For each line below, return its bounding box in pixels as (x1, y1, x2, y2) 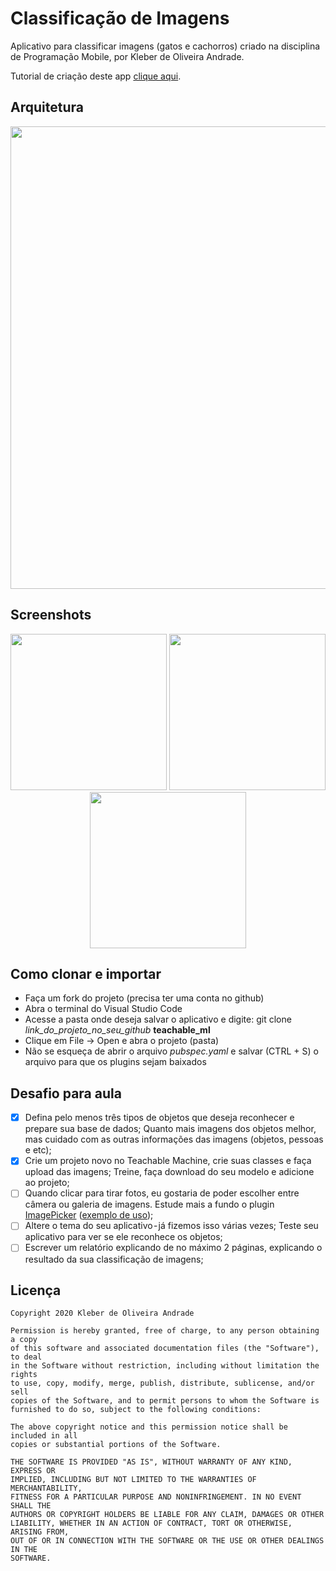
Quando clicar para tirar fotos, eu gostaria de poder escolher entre (24, 1187, 300, 1199)
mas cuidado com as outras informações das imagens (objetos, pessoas (24, 1133, 324, 1146)
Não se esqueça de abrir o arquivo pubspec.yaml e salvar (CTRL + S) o (24, 1045, 319, 1057)
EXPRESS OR (10, 1466, 56, 1476)
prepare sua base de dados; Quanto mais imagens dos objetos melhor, (24, 1123, 317, 1135)
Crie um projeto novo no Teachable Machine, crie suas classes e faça (24, 1155, 312, 1167)
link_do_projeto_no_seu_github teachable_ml (24, 1024, 211, 1036)
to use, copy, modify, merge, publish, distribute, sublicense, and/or (10, 1378, 315, 1389)
